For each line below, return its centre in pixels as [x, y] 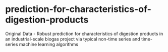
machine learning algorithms [49, 44]
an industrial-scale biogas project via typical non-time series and [73, 39]
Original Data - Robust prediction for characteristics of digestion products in [84, 33]
